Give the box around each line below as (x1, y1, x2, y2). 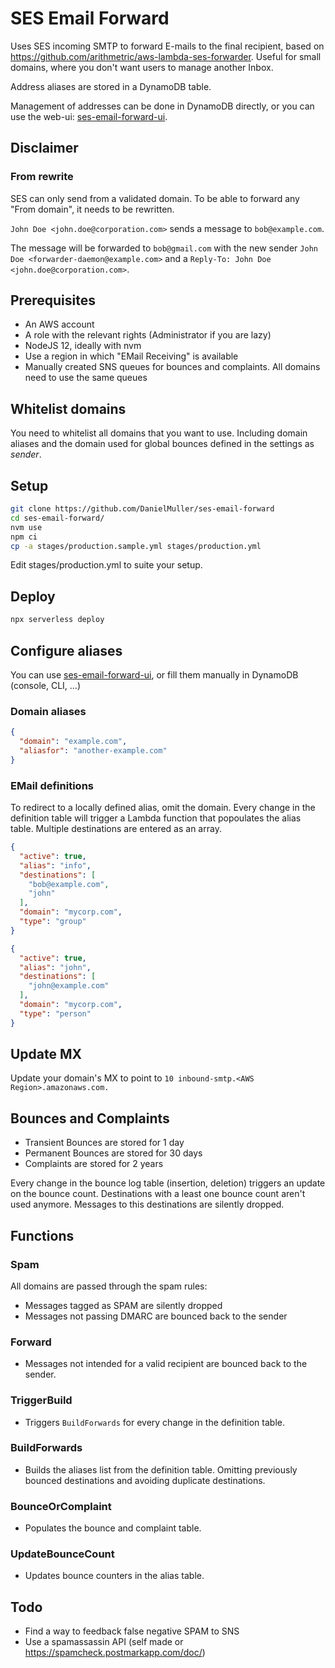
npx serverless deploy (10, 615, 105, 625)
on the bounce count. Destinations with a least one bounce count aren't (10, 1188, 306, 1200)
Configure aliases (10, 642, 123, 659)
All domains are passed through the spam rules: (10, 1280, 208, 1292)
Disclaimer (10, 140, 79, 157)
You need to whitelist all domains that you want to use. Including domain (10, 427, 308, 439)
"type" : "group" (19, 917, 87, 927)
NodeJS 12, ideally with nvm (24, 340, 142, 352)
